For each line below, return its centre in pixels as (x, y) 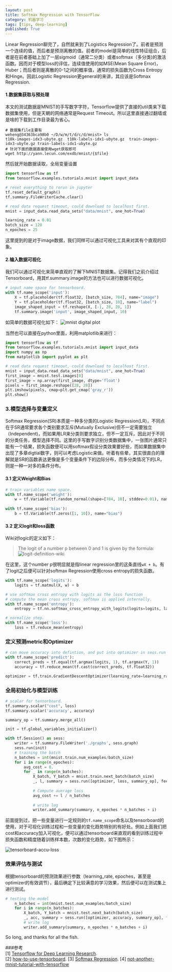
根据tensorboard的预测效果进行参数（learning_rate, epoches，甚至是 (78, 876)
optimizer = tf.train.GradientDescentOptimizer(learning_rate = (74, 676)
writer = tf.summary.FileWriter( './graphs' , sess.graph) (77, 743)
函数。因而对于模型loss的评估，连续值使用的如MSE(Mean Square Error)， (83, 64)
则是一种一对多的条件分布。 (35, 466)
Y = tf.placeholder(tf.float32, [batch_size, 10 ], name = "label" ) (86, 302)
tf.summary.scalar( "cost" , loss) (41, 706)
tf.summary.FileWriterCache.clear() (44, 197)
